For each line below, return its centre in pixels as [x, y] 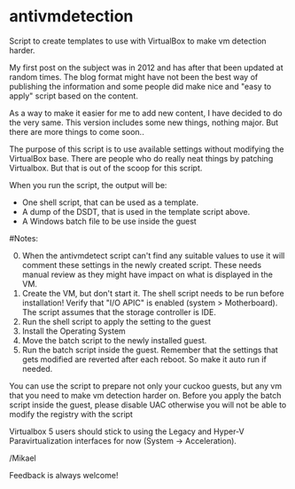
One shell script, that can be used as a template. [110, 202]
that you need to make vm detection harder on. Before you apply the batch [145, 395]
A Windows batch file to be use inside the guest [109, 221]
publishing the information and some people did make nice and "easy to [140, 86]
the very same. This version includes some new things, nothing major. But [144, 122]
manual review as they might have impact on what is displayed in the [147, 274]
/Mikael [23, 458]
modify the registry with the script [71, 414]
